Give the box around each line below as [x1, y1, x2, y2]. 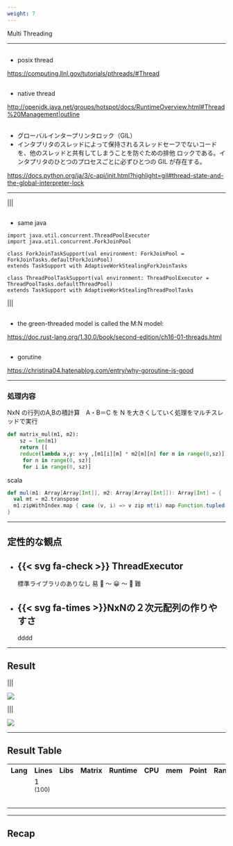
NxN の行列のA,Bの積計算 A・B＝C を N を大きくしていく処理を [7, 408, 193, 417]
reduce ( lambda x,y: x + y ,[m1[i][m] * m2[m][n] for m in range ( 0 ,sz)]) [19, 450, 228, 457]
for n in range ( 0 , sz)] [22, 456, 92, 464]
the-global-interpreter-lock [7, 179, 85, 187]
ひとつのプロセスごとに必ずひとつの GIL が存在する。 [53, 157, 206, 165]
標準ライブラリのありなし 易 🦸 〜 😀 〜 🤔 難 [17, 579, 141, 588]
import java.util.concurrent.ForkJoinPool [7, 238, 132, 245]
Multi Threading [7, 29, 53, 38]
